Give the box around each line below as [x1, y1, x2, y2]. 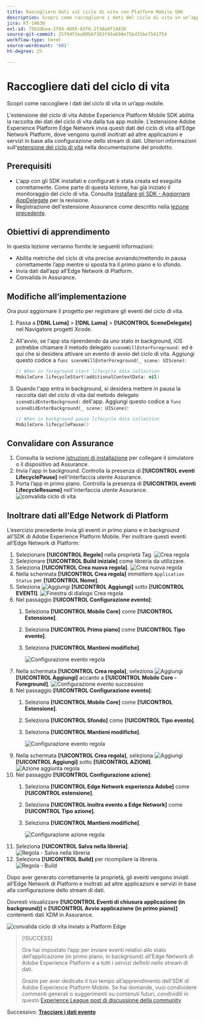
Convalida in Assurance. [15, 274, 77, 281]
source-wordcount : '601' [7, 43, 70, 49]
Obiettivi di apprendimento [7, 226, 110, 237]
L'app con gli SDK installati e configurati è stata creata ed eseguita [15, 177, 182, 185]
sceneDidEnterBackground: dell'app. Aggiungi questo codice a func [15, 398, 182, 405]
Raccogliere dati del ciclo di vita [7, 79, 170, 93]
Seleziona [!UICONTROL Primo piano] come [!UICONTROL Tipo [24, 626, 185, 633]
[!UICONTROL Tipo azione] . [24, 807, 96, 815]
